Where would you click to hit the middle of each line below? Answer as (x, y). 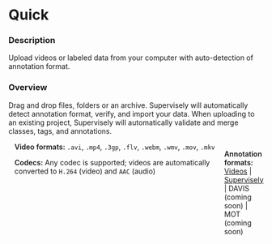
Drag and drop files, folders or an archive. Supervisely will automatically (128, 105)
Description (32, 41)
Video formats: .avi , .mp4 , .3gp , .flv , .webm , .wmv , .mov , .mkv (115, 147)
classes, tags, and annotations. (60, 131)
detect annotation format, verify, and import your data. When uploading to (132, 113)
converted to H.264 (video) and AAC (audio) (85, 171)
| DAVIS (236, 188)
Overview (28, 88)
